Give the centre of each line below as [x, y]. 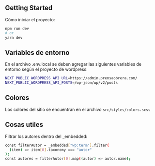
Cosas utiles [24, 125]
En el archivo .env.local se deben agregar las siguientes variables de [73, 64]
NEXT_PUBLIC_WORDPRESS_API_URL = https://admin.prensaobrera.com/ [71, 78]
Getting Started [29, 8]
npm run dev [17, 29]
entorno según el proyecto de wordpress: [46, 69]
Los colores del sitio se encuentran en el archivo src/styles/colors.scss [78, 109]
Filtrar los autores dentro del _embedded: [46, 136]
